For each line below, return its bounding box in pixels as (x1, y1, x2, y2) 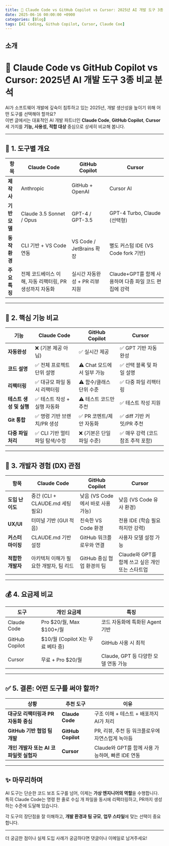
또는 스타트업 (118, 566, 148, 573)
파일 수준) (78, 437, 101, 444)
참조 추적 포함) (120, 437, 152, 444)
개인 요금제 (56, 608, 81, 615)
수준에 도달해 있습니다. (14, 803, 59, 809)
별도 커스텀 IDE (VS (109, 242, 153, 249)
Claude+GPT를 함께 (109, 270, 155, 277)
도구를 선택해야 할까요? (10, 110, 56, 117)
